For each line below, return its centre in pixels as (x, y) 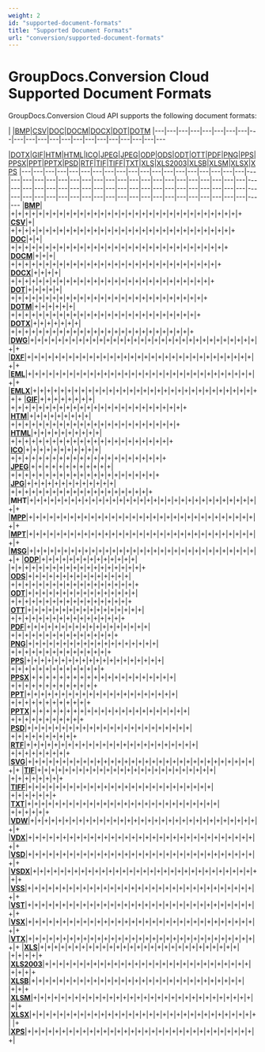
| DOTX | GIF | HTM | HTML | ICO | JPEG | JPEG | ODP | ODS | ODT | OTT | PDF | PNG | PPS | (132, 155)
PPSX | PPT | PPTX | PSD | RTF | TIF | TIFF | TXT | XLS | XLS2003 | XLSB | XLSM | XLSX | (130, 163)
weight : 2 (25, 15)
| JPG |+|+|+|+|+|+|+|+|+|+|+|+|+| (62, 484)
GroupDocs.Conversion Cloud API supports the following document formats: (132, 116)
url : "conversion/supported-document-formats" (86, 38)
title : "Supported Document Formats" (70, 30)
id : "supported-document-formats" (65, 23)
